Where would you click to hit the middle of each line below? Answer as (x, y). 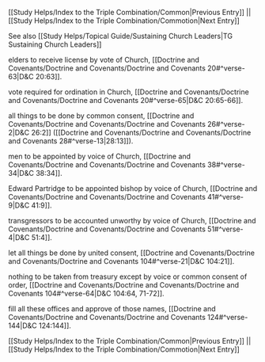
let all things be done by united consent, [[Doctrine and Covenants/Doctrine (132, 253)
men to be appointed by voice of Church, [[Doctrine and (100, 156)
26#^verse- (226, 124)
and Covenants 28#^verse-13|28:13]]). (71, 141)
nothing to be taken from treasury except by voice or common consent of (128, 276)
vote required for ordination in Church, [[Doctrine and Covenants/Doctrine (129, 92)
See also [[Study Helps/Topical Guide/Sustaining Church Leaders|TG (121, 36)
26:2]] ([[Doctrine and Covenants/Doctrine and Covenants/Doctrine (141, 132)
